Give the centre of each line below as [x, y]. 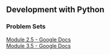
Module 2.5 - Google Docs [39, 39]
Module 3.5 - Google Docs [39, 46]
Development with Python [55, 10]
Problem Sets [26, 27]
